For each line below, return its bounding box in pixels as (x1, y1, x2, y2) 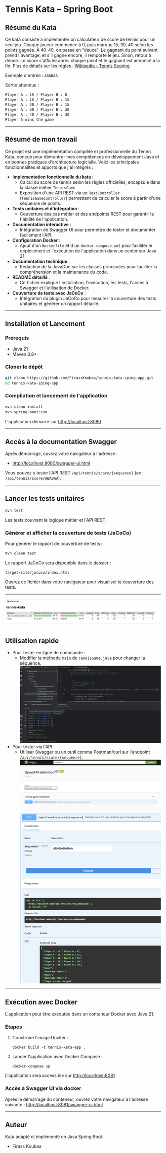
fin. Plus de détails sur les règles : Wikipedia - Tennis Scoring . (5, 63, 131, 69)
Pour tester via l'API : (12, 744, 55, 750)
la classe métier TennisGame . (19, 184, 77, 190)
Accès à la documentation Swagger (5, 437, 117, 446)
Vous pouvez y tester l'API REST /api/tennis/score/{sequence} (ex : (5, 470, 144, 476)
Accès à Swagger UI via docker (5, 1085, 82, 1092)
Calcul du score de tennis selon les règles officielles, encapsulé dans (19, 179, 161, 185)
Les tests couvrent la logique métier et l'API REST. (5, 517, 107, 523)
